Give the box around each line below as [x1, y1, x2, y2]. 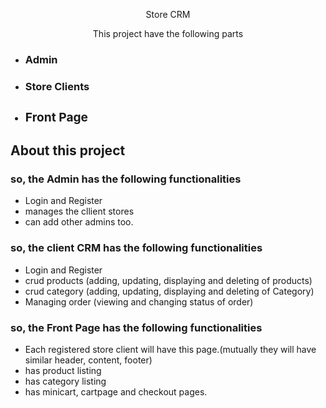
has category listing [24, 375, 107, 387]
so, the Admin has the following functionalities [10, 172, 242, 186]
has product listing [24, 364, 102, 376]
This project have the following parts [92, 28, 244, 39]
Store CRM [145, 9, 191, 20]
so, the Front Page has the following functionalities [10, 320, 263, 334]
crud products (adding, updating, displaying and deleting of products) [24, 274, 313, 286]
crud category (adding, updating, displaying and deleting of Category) [24, 285, 315, 297]
